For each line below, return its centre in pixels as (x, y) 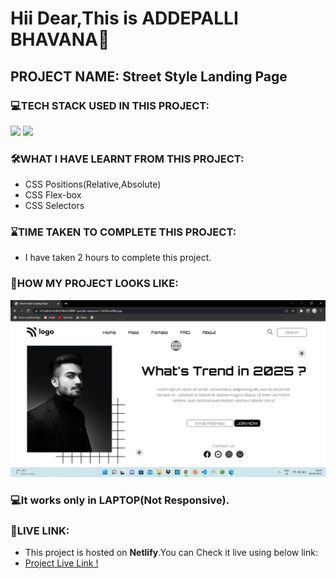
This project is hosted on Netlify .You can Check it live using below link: (171, 553)
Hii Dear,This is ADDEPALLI (124, 18)
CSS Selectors (54, 206)
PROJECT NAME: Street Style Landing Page (149, 76)
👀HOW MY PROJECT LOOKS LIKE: (94, 284)
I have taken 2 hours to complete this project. (118, 258)
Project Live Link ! (61, 563)
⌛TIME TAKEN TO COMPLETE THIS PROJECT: (123, 232)
